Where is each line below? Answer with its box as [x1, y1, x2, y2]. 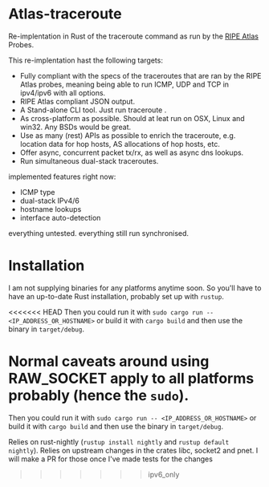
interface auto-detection [19, 213, 101, 222]
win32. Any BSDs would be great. [19, 122, 132, 132]
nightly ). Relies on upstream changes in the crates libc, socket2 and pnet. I [8, 445, 259, 455]
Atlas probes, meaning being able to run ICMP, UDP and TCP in [19, 79, 230, 89]
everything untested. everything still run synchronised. [8, 228, 190, 237]
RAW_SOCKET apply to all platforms [8, 370, 255, 388]
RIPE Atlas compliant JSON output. [19, 96, 135, 106]
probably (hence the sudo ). [8, 387, 190, 405]
